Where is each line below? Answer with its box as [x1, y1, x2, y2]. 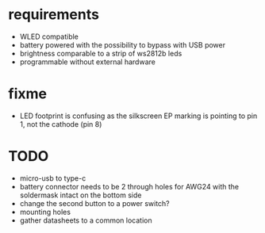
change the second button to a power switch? [19, 198, 171, 208]
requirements [8, 6, 99, 24]
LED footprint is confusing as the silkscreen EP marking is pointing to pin [19, 111, 258, 120]
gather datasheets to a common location [19, 216, 152, 225]
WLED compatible [19, 32, 79, 41]
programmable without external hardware [19, 57, 156, 67]
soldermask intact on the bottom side [19, 190, 142, 200]
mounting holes [19, 207, 71, 216]
